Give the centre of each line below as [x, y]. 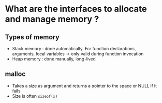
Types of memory [32, 37]
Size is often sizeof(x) [35, 96]
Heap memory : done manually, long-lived [54, 59]
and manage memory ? [52, 19]
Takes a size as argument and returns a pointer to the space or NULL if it [84, 86]
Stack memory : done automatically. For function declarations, [74, 49]
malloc [15, 74]
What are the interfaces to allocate [76, 9]
